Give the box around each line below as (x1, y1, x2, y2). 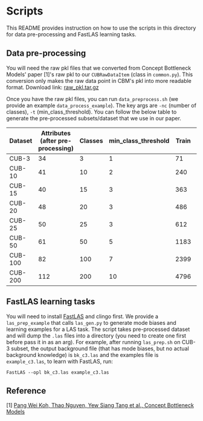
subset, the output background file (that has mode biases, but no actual (11, 345, 189, 352)
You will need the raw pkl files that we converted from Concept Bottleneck (6, 64, 192, 71)
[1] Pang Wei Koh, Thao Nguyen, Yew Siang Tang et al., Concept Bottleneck (6, 402, 195, 409)
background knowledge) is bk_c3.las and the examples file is (6, 351, 159, 358)
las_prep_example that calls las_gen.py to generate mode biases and (6, 319, 176, 326)
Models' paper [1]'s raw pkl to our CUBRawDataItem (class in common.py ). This (6, 71, 193, 78)
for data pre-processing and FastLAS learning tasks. (6, 30, 137, 38)
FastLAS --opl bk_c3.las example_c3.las (6, 369, 110, 376)
